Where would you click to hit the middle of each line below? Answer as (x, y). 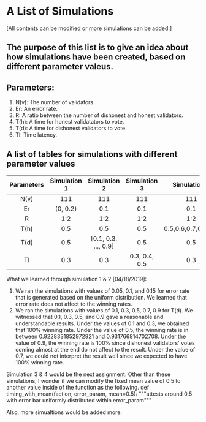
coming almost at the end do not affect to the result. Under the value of (105, 349)
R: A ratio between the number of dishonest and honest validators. (99, 115)
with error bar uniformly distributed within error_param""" (79, 400)
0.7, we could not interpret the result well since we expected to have (101, 356)
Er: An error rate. (36, 109)
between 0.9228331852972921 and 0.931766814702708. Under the (101, 336)
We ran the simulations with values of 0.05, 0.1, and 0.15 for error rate (102, 291)
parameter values (41, 164)
